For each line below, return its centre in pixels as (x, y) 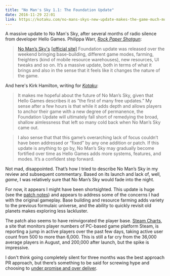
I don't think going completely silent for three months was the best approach (85, 258)
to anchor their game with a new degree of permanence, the (80, 111)
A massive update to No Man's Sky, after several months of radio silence (81, 34)
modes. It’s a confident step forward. (56, 159)
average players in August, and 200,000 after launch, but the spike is (77, 242)
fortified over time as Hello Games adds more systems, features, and (89, 154)
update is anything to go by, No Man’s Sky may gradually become (86, 148)
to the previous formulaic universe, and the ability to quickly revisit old (78, 206)
